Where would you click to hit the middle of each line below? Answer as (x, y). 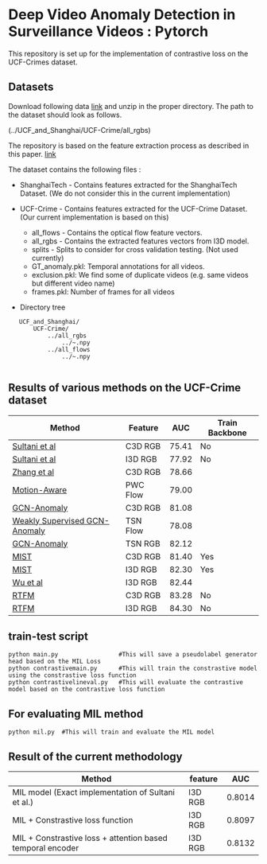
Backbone (228, 433)
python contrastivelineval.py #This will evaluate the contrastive (126, 683)
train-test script (48, 636)
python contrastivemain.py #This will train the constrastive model (133, 669)
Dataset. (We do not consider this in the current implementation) (125, 193)
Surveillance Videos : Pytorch (108, 31)
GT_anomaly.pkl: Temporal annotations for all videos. (118, 266)
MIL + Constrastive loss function (73, 820)
